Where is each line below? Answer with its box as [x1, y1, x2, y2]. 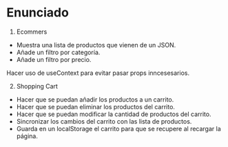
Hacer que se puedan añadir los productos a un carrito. [16, 95, 174, 104]
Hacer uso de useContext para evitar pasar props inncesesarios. [6, 69, 190, 77]
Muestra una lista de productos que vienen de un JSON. [16, 41, 176, 49]
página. [16, 132, 39, 140]
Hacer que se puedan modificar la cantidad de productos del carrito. [16, 110, 211, 118]
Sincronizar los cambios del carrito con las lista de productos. [16, 117, 192, 125]
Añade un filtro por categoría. [16, 48, 101, 56]
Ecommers [16, 27, 48, 36]
